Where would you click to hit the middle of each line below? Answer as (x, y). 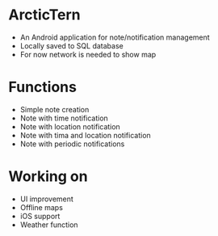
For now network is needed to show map (88, 54)
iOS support (40, 216)
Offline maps (41, 207)
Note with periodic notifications (72, 144)
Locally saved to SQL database (71, 45)
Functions (42, 87)
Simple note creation (55, 109)
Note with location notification (70, 126)
